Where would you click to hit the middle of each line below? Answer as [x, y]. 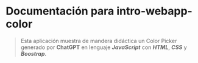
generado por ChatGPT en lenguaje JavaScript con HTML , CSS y [104, 47]
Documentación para [60, 11]
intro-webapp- [154, 11]
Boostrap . [34, 53]
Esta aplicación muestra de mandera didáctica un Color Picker [99, 41]
